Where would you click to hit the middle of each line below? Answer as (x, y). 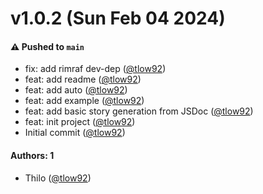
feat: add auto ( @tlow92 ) (76, 90)
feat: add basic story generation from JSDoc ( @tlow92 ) (139, 111)
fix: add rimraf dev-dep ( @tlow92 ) (95, 69)
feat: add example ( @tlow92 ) (84, 101)
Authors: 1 (32, 155)
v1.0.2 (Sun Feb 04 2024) (118, 18)
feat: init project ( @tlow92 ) (80, 122)
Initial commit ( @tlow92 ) (75, 133)
